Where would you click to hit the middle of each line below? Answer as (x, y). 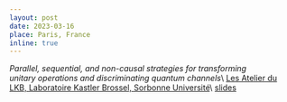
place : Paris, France (50, 34)
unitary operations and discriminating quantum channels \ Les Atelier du (143, 79)
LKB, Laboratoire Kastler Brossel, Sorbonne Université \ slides (123, 88)
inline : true (34, 43)
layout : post (34, 18)
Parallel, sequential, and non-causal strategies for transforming (128, 69)
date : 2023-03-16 (42, 26)
